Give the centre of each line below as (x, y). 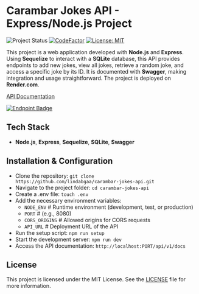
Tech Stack (28, 128)
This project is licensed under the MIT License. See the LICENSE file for (96, 279)
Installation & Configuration (60, 161)
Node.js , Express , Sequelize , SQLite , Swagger (75, 142)
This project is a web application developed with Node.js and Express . (95, 52)
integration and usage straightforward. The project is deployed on (89, 78)
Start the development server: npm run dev (68, 239)
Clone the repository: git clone (54, 176)
